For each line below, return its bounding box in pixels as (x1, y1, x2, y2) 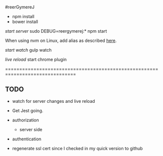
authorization (12, 117, 39, 123)
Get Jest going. (12, 107, 44, 114)
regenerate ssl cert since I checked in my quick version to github (12, 145, 143, 151)
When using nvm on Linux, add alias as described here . (5, 38, 117, 43)
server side (19, 126, 43, 132)
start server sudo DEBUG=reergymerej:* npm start (5, 28, 107, 34)
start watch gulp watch (5, 47, 52, 53)
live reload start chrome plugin (5, 57, 67, 62)
